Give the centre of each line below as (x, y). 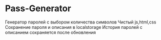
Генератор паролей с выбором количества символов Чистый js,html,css (81, 22)
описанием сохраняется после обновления (50, 32)
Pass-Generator (38, 9)
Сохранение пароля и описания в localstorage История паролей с (74, 27)
